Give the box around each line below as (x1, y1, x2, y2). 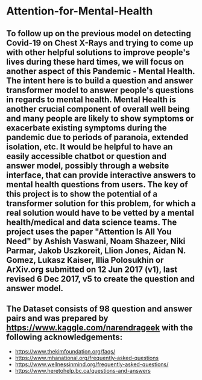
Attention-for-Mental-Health (6, 4, 153, 18)
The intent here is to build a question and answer (6, 76, 194, 86)
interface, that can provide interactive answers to (6, 170, 196, 180)
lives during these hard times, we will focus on (6, 56, 184, 67)
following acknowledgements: (6, 332, 123, 342)
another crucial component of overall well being (6, 104, 190, 114)
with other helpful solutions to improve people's (6, 47, 191, 57)
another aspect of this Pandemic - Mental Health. (6, 66, 195, 76)
